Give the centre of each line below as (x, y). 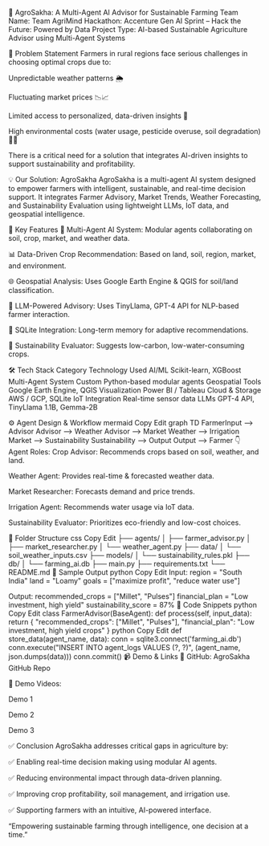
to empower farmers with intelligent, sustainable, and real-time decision (127, 188)
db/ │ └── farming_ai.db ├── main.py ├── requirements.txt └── (117, 563)
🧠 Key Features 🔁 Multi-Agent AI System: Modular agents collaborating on (130, 230)
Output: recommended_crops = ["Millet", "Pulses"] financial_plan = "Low (128, 596)
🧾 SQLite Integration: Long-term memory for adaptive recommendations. (128, 330)
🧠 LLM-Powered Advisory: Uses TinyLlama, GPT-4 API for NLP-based (124, 306)
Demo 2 (21, 715)
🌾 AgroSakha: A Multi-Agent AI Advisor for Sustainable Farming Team (123, 12)
